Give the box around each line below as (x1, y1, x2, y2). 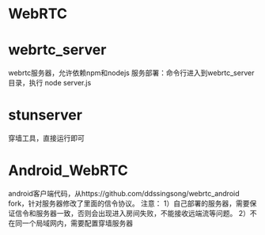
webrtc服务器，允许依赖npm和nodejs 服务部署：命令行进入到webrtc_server (8, 68, 255, 78)
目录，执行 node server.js (8, 78, 92, 88)
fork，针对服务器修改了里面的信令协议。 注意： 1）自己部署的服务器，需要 (8, 199, 250, 208)
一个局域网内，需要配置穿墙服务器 (21, 218, 133, 228)
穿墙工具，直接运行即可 (8, 134, 85, 143)
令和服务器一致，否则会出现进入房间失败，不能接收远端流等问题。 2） (21, 209, 251, 218)
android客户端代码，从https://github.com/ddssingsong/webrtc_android (8, 189, 240, 198)
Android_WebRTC (8, 161, 128, 180)
